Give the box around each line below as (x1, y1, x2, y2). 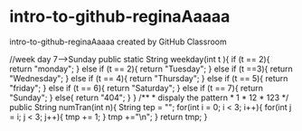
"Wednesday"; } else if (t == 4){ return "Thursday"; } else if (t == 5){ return (9, 72, 288, 83)
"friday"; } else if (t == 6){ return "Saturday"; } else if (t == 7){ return (9, 82, 264, 93)
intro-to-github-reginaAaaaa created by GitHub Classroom (9, 36, 228, 47)
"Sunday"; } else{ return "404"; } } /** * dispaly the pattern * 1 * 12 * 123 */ (9, 92, 289, 103)
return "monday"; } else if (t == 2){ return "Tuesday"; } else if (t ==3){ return (9, 63, 294, 74)
